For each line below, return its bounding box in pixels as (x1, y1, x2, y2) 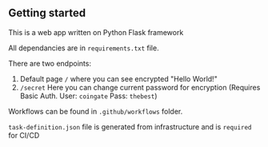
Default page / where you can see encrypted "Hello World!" (19, 73, 218, 83)
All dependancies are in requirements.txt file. (8, 43, 159, 53)
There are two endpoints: (8, 58, 92, 68)
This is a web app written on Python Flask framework (8, 27, 184, 37)
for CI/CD (8, 130, 40, 140)
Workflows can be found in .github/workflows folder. (8, 106, 183, 116)
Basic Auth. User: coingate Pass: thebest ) (19, 91, 158, 101)
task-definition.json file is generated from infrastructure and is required (8, 121, 252, 131)
